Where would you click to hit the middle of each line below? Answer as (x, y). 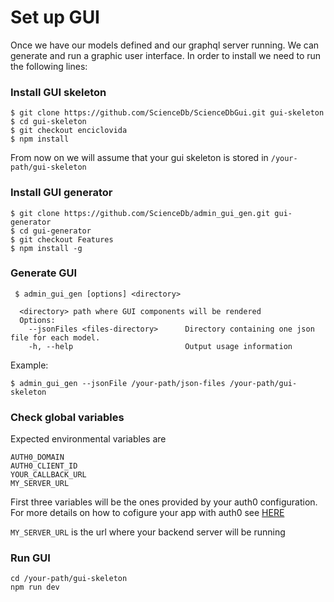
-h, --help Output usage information (160, 346)
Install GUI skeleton (58, 92)
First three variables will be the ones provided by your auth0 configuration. (164, 502)
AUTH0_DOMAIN (37, 457)
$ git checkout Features (62, 239)
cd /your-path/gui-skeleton (69, 579)
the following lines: (49, 66)
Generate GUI (44, 273)
